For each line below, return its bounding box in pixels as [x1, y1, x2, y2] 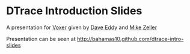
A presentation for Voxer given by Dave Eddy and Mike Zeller [6, 24, 158, 31]
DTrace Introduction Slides [6, 4, 142, 18]
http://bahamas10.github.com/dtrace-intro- [77, 35, 184, 42]
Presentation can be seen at [6, 35, 76, 42]
